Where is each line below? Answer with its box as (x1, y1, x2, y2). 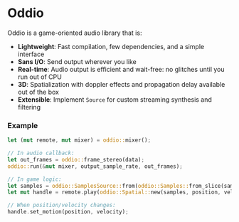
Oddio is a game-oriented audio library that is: (7, 28, 142, 37)
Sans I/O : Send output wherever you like (17, 57, 137, 65)
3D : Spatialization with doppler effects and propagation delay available (17, 80, 225, 88)
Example (7, 120, 38, 130)
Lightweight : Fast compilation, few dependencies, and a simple (17, 42, 205, 51)
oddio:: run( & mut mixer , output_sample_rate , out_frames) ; (7, 162, 183, 170)
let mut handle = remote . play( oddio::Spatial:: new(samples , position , (7, 189, 221, 196)
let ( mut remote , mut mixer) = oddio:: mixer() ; (7, 137, 152, 144)
